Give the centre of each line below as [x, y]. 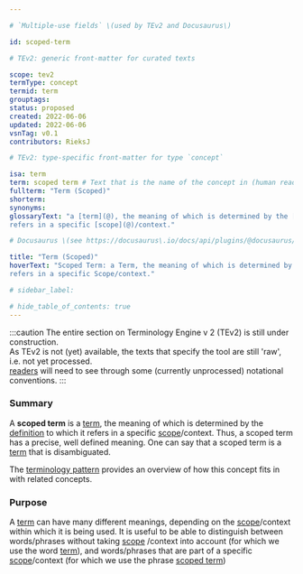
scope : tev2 [32, 74]
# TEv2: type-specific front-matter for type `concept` [116, 158]
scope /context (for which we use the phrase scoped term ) [118, 560]
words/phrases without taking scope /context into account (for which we [144, 542]
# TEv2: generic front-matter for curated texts [102, 58]
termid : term [34, 91]
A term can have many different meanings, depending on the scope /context [150, 522]
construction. [34, 342]
